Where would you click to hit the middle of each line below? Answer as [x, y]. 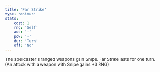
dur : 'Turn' [26, 41]
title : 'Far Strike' [26, 9]
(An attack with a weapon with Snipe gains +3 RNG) [57, 64]
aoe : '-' [23, 32]
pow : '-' [23, 37]
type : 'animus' [20, 14]
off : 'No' [24, 45]
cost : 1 [21, 23]
